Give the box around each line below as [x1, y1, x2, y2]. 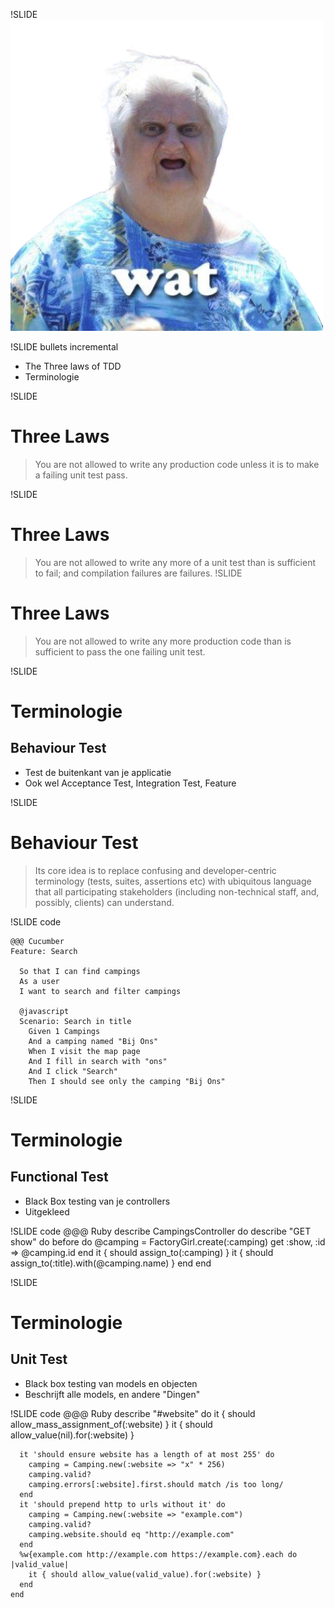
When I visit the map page [28, 1046, 141, 1056]
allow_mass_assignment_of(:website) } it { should [10, 1418, 213, 1430]
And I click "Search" [28, 1066, 118, 1076]
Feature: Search [10, 946, 78, 956]
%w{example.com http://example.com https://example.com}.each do [19, 1549, 298, 1559]
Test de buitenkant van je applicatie [24, 766, 172, 778]
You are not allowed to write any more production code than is [34, 635, 292, 647]
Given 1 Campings [28, 1026, 101, 1036]
